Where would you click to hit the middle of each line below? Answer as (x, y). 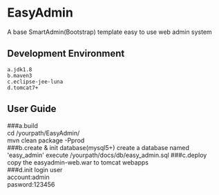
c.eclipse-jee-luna (35, 82)
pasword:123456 (31, 184)
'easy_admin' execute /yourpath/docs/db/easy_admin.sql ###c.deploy (107, 155)
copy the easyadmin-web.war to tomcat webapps (78, 162)
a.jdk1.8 (20, 69)
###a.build (22, 125)
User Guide (32, 109)
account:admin (28, 177)
